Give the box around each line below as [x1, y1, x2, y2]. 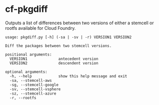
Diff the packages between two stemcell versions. [5, 43, 112, 48]
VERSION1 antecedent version [9, 56, 99, 61]
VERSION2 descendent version [9, 60, 99, 65]
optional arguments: [5, 69, 48, 74]
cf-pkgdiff [5, 3, 48, 15]
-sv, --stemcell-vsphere [9, 87, 61, 92]
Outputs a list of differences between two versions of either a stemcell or [5, 20, 154, 26]
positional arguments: [5, 52, 52, 57]
